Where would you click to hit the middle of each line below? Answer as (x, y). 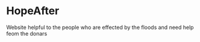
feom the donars (27, 33)
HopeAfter (33, 11)
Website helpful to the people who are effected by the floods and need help (100, 27)
